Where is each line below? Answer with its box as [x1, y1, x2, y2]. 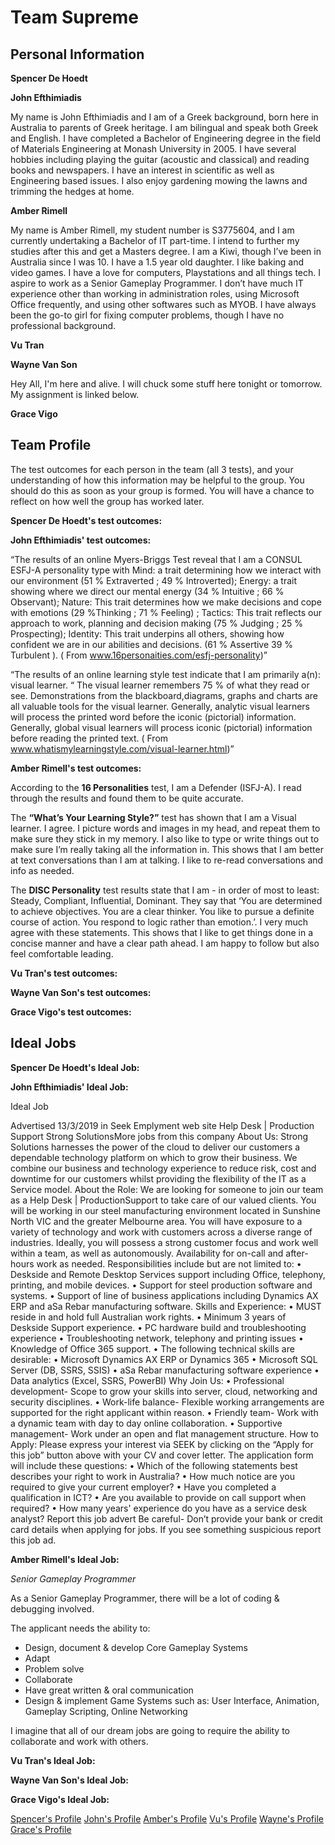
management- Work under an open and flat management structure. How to [10, 1427, 320, 1440]
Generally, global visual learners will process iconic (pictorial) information [10, 721, 313, 733]
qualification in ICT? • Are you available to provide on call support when [10, 1491, 307, 1503]
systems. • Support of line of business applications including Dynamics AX [10, 1289, 319, 1301]
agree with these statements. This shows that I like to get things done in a [10, 926, 313, 938]
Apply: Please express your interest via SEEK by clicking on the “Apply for [10, 1438, 314, 1450]
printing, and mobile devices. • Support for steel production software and [10, 1279, 313, 1291]
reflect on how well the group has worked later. [10, 495, 205, 507]
